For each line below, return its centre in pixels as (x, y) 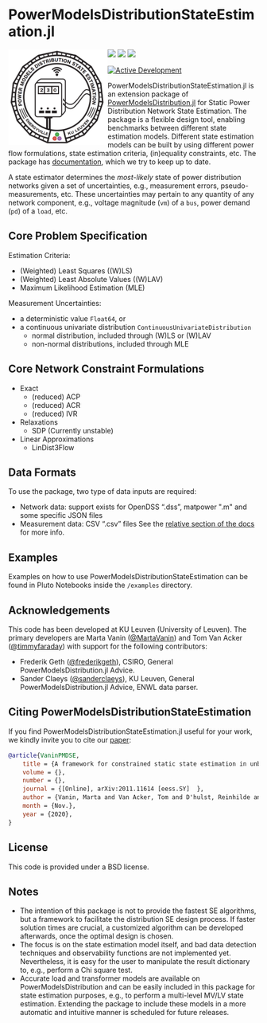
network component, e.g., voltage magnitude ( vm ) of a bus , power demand (129, 202)
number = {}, (44, 781)
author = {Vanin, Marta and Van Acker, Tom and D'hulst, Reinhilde (136, 798)
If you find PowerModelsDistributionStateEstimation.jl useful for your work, (130, 731)
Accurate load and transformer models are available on (110, 978)
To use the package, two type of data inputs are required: (103, 492)
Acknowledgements (59, 610)
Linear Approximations (56, 439)
